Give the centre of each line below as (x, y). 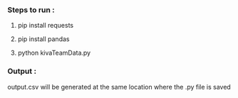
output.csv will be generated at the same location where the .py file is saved (119, 87)
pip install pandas (43, 39)
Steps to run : (31, 10)
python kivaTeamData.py (54, 53)
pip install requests (45, 26)
